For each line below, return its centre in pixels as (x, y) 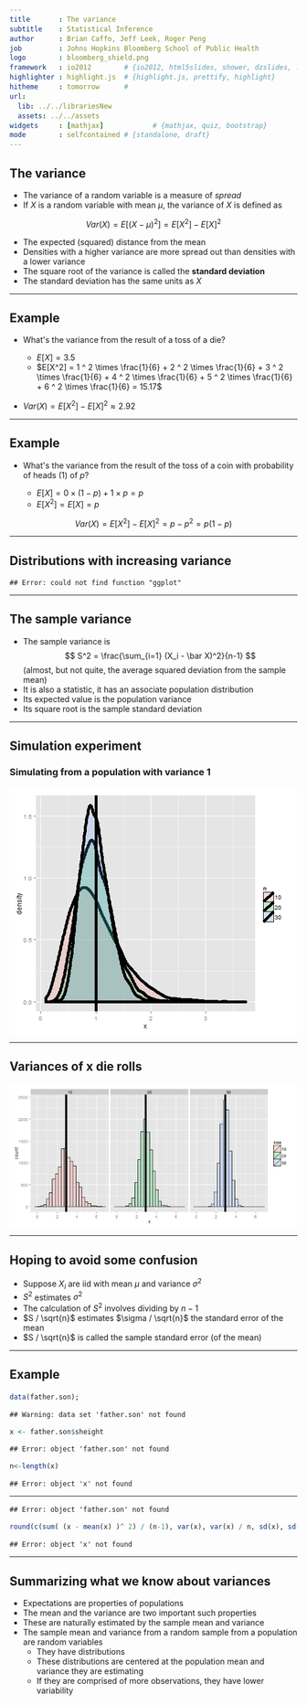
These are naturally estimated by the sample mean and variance (143, 1623)
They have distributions (80, 1652)
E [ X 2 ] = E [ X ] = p (68, 503)
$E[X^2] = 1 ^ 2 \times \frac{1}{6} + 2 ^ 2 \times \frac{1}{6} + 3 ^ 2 (160, 368)
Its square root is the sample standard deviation (112, 709)
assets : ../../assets (59, 116)
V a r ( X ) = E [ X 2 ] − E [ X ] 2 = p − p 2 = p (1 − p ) (153, 523)
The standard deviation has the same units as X (112, 281)
